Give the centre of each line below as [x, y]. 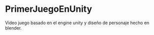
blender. [14, 28]
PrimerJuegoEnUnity [49, 9]
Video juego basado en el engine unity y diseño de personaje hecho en [77, 23]
